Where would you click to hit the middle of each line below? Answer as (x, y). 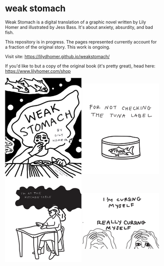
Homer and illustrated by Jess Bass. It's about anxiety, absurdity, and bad (79, 27)
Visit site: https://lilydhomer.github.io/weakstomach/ (57, 56)
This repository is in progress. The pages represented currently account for (81, 41)
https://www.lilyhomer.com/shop (38, 71)
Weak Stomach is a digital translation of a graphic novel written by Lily (76, 22)
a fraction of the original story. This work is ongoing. (58, 47)
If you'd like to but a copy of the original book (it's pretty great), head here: (80, 66)
